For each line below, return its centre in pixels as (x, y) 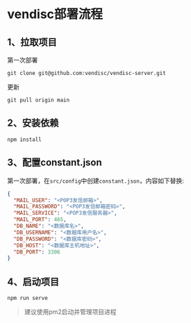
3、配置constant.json (55, 163)
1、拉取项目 (32, 42)
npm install (24, 140)
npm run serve (28, 298)
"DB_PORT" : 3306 (37, 252)
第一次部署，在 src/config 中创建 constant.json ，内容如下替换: (95, 181)
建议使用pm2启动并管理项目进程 (70, 312)
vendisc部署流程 (55, 14)
